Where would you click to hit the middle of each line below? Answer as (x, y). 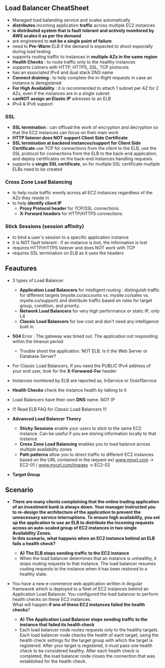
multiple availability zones (46, 449)
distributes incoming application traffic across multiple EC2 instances (83, 25)
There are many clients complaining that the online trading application (85, 502)
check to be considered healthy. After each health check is (79, 651)
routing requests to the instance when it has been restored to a (83, 569)
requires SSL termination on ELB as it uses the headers (68, 253)
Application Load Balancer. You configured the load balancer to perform (85, 594)
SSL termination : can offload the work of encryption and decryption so (85, 127)
